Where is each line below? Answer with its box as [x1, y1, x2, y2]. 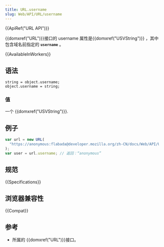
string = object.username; [5, 80, 60, 85]
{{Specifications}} [5, 179, 41, 185]
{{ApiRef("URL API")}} [5, 25, 50, 31]
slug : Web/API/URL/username [5, 12, 62, 17]
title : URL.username [5, 7, 47, 12]
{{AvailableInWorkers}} [5, 51, 51, 57]
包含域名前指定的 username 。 [5, 41, 64, 47]
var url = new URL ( [5, 137, 45, 142]
